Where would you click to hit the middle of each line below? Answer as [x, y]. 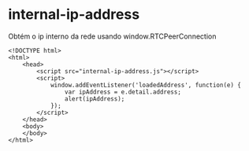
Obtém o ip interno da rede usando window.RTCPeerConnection [112, 36]
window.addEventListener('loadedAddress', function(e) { [146, 85]
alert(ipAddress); [95, 99]
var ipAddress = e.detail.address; [123, 92]
